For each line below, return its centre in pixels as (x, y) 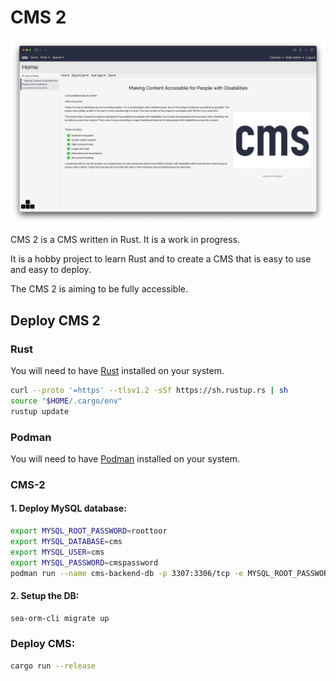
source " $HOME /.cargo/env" (66, 401)
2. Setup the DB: (45, 595)
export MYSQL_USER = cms (57, 552)
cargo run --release (53, 666)
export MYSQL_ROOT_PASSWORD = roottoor (89, 531)
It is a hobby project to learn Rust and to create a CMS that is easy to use (161, 259)
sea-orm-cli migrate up (60, 618)
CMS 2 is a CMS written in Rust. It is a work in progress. (125, 240)
